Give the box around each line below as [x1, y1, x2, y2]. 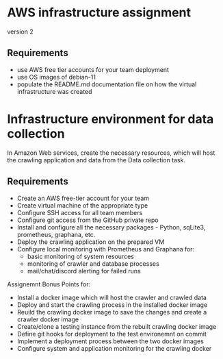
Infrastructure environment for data [7, 111, 214, 127]
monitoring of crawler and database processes [27, 259, 159, 268]
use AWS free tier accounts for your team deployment [16, 65, 170, 73]
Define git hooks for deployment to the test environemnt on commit [16, 330, 207, 338]
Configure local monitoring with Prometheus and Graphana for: [16, 245, 195, 253]
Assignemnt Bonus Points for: [7, 280, 91, 288]
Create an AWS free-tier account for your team [16, 194, 149, 202]
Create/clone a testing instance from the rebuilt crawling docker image [16, 322, 217, 330]
